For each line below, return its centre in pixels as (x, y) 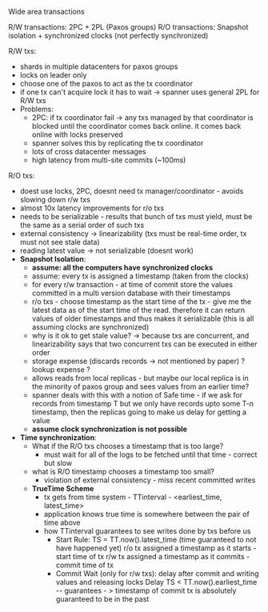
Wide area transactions (47, 12)
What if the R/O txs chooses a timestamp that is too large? (128, 446)
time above (62, 522)
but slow (58, 463)
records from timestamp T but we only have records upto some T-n (143, 404)
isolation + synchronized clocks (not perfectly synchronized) (108, 36)
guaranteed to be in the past (102, 599)
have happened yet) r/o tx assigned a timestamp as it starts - (156, 548)
